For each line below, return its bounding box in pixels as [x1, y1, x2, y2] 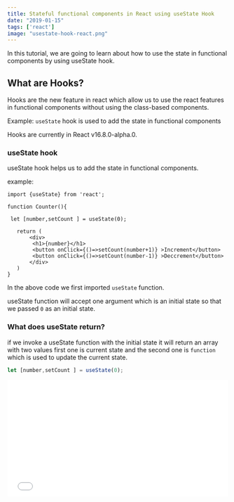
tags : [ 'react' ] [7, 23, 55, 30]
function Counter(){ [7, 203, 68, 211]
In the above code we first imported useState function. [7, 283, 165, 292]
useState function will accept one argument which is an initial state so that [7, 297, 222, 306]
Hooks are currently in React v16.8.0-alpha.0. [7, 131, 138, 139]
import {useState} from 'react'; [7, 191, 105, 198]
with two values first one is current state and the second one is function [7, 345, 216, 354]
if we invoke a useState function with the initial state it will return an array [7, 338, 219, 347]
